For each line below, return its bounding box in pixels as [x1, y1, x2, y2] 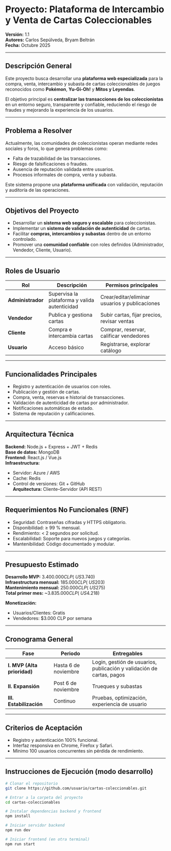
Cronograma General [5, 635, 73, 643]
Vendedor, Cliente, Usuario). [12, 247, 72, 253]
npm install [5, 814, 31, 819]
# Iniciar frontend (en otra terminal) [5, 837, 90, 842]
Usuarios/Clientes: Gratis [12, 610, 65, 616]
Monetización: [5, 600, 37, 606]
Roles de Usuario [5, 266, 60, 275]
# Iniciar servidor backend [5, 823, 65, 828]
